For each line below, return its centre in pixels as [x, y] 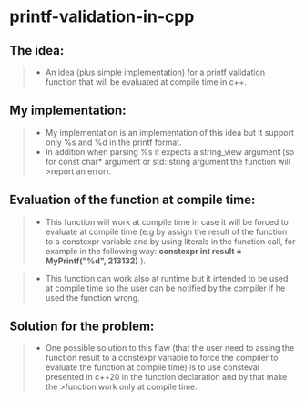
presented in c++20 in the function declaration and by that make [166, 377]
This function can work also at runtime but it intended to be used [167, 278]
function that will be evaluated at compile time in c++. [146, 82]
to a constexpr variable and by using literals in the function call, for [170, 241]
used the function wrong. [92, 297]
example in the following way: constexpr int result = [144, 251]
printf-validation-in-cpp [102, 17]
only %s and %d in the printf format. [113, 142]
